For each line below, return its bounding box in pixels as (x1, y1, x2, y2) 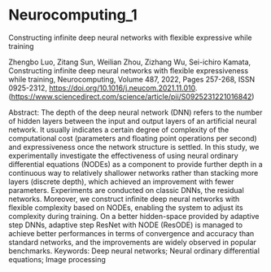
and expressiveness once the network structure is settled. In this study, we (8, 142, 260, 151)
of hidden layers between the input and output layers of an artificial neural (8, 116, 257, 125)
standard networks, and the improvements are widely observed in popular (8, 237, 256, 247)
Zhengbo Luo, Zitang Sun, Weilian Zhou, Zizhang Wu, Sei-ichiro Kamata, (8, 57, 251, 67)
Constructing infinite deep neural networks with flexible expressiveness (8, 65, 249, 75)
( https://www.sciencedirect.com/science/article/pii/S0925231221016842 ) (8, 91, 255, 101)
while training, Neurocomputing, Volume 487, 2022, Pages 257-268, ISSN (8, 74, 255, 84)
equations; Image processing (8, 254, 106, 264)
